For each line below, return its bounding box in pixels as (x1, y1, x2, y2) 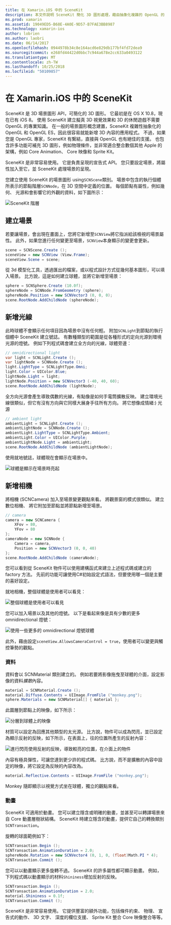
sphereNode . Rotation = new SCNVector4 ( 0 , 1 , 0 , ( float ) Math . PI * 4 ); (5, 853, 158, 858)
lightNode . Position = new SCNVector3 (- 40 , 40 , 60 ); (5, 378, 120, 384)
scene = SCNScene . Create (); (5, 248, 67, 253)
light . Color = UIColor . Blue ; (5, 369, 67, 374)
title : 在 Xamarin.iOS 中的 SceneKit (5, 7, 83, 13)
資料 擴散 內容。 (14, 677, 46, 684)
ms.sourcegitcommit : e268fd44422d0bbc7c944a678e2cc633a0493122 (5, 50, 142, 55)
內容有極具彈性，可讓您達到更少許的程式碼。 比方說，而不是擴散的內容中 (5, 757, 158, 763)
